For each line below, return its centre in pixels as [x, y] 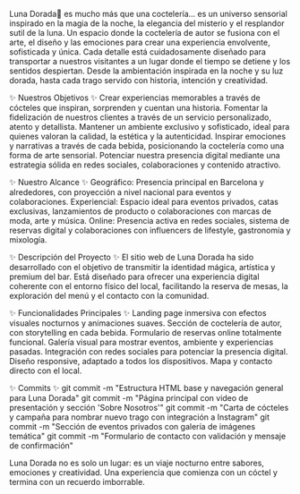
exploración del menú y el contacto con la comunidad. [109, 296]
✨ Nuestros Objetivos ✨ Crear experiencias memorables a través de [135, 98]
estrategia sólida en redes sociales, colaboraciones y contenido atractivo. [145, 165]
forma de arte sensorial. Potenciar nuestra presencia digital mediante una [145, 155]
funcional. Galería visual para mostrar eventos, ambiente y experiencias [141, 342]
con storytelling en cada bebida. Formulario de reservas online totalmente [146, 332]
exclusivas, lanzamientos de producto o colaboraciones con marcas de [140, 211]
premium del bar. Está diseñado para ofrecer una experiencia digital [134, 277]
